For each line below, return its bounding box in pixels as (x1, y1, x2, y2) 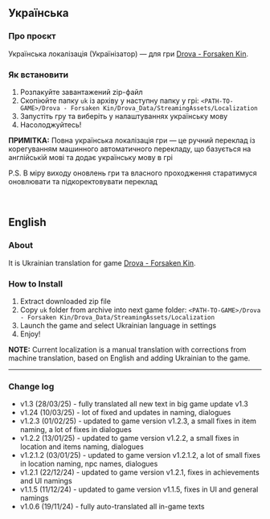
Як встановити (8, 68, 69, 80)
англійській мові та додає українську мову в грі (8, 152, 173, 162)
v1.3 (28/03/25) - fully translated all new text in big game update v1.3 (19, 399, 249, 409)
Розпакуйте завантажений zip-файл (19, 87, 143, 97)
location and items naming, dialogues (19, 442, 145, 451)
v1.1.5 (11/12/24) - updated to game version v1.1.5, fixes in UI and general (19, 484, 259, 494)
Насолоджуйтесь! (19, 120, 82, 130)
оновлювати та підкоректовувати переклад (8, 176, 158, 186)
